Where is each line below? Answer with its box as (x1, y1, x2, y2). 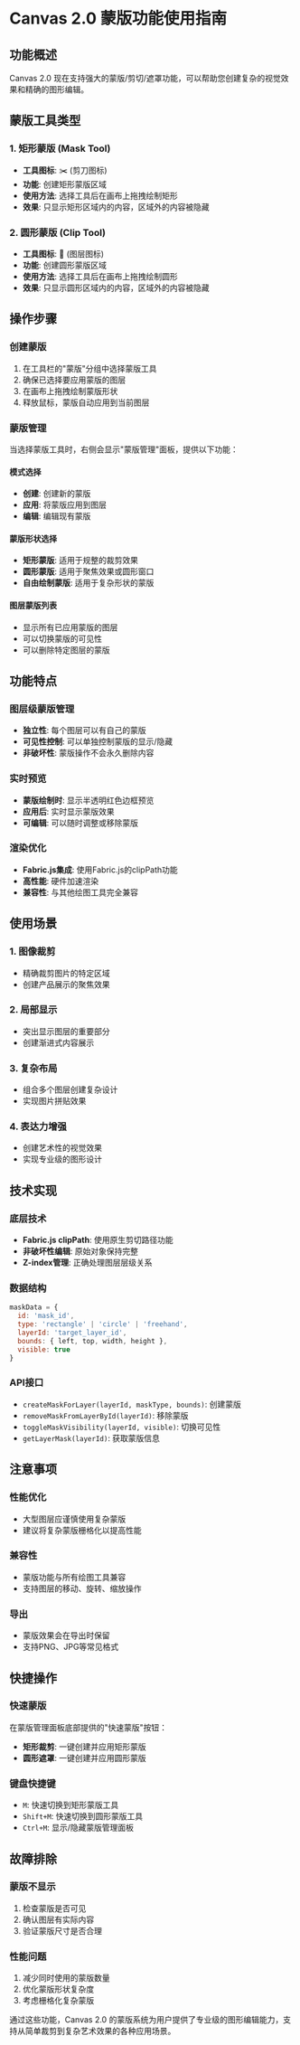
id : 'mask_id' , (17, 1312, 75, 1321)
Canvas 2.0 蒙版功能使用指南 (9, 8, 228, 29)
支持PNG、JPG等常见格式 (22, 1642, 119, 1653)
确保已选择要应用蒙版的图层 (22, 374, 127, 385)
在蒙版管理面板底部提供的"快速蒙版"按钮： (9, 1721, 168, 1732)
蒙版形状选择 (9, 532, 57, 543)
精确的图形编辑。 (24, 84, 89, 95)
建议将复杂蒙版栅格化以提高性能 (22, 1524, 142, 1535)
